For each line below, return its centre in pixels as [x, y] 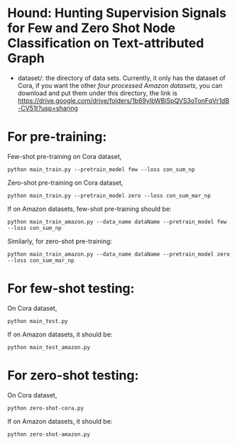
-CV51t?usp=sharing [48, 108]
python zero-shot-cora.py [45, 408]
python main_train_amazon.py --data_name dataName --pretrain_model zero [119, 254]
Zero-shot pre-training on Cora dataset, [65, 182]
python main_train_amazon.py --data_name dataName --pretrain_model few [117, 221]
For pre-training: [57, 137]
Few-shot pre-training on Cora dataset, [65, 156]
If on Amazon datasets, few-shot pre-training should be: [89, 209]
